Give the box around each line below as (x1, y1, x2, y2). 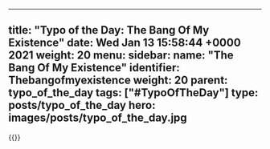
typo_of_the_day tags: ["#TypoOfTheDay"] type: (8, 86, 259, 100)
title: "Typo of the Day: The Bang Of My (8, 23, 210, 37)
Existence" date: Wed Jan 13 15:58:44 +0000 (8, 36, 241, 50)
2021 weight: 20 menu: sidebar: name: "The (8, 49, 235, 62)
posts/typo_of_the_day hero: (8, 99, 156, 112)
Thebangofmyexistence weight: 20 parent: (8, 74, 228, 87)
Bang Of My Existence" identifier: (8, 61, 180, 74)
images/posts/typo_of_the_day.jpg (8, 111, 187, 125)
